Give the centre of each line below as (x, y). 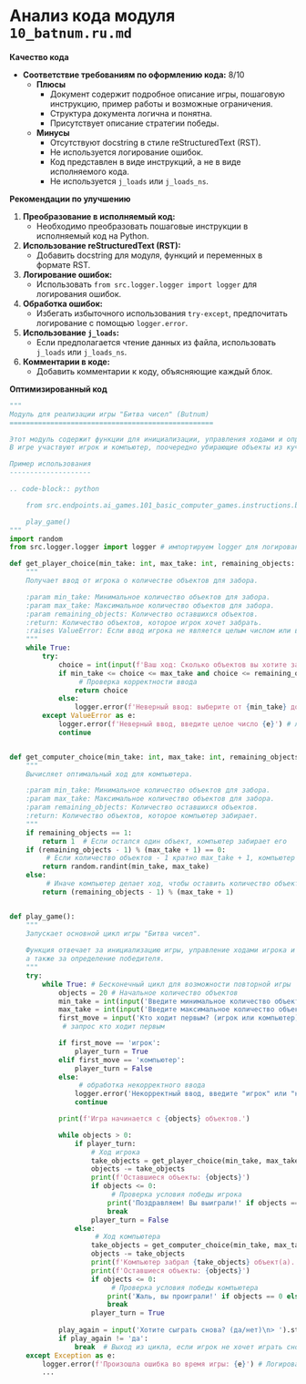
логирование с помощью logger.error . (112, 323)
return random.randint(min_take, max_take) (126, 866)
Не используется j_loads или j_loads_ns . (129, 181)
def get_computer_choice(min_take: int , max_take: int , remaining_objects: (156, 757)
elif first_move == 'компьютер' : (121, 1060)
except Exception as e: (71, 1355)
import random (36, 538)
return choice (101, 690)
